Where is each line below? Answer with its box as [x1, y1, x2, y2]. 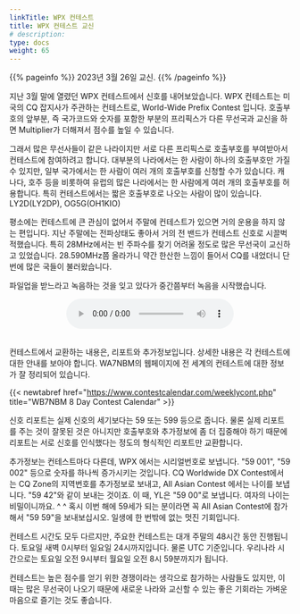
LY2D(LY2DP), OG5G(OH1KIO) [9, 198, 121, 209]
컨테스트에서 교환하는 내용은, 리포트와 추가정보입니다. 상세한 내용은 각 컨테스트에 [9, 347, 291, 357]
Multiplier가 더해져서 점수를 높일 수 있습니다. [18, 124, 175, 135]
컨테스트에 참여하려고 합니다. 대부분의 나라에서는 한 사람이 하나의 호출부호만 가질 [9, 155, 291, 165]
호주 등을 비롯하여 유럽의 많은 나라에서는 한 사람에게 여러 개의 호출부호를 [28, 177, 281, 188]
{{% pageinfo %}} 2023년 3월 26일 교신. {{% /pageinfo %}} [9, 72, 227, 83]
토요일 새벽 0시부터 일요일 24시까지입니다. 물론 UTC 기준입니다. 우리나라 [21, 543, 276, 553]
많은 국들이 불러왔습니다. [25, 261, 112, 273]
